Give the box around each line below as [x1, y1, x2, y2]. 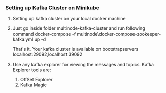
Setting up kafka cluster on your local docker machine [12, 16, 126, 22]
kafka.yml [12, 36, 34, 42]
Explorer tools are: [12, 67, 51, 73]
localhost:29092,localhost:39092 [12, 51, 83, 57]
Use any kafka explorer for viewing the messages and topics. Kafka [12, 61, 154, 68]
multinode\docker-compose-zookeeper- [77, 31, 161, 37]
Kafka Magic [20, 82, 47, 88]
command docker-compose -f [12, 31, 76, 37]
